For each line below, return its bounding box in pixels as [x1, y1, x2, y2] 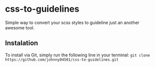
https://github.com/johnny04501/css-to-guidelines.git [5, 57, 119, 62]
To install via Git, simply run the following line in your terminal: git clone [5, 52, 150, 58]
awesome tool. [5, 24, 35, 30]
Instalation [5, 39, 38, 47]
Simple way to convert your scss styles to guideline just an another [5, 20, 140, 25]
